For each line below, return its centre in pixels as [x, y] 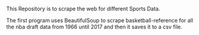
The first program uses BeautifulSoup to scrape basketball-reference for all [100, 20]
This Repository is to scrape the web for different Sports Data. [84, 9]
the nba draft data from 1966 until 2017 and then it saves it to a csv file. [94, 27]
